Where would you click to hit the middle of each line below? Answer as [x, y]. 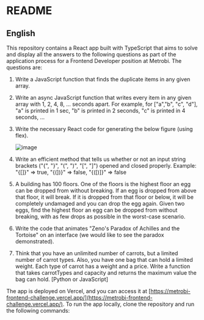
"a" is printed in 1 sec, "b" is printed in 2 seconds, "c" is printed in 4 [100, 110]
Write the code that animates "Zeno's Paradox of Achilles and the [97, 228]
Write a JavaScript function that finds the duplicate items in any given [103, 79]
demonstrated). [35, 241]
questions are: [24, 67]
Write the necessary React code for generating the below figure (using [104, 129]
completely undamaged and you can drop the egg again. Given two [100, 203]
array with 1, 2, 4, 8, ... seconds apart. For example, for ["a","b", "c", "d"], [106, 104]
